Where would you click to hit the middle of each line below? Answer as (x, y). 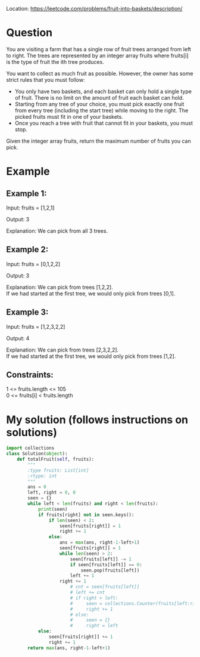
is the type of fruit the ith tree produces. (55, 61)
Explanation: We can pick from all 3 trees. (57, 231)
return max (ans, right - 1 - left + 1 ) (69, 648)
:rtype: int (43, 476)
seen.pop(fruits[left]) (110, 570)
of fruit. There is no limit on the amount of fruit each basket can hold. (99, 97)
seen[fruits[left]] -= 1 (101, 559)
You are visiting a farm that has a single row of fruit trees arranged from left (99, 49)
